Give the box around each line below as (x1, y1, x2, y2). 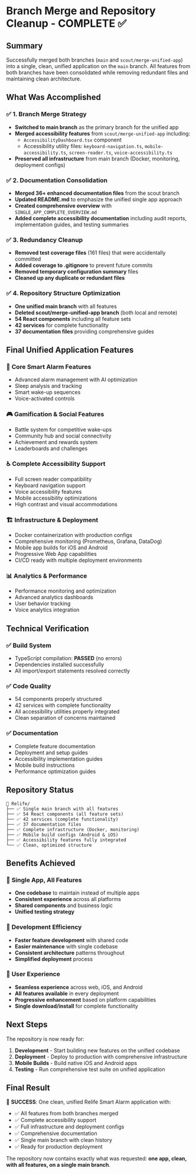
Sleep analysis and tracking (14, 382, 82, 390)
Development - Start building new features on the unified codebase (14, 1047, 180, 1054)
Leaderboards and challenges (14, 445, 88, 452)
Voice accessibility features (14, 488, 82, 495)
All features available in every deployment (14, 990, 119, 997)
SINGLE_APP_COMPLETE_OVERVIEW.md (14, 209, 97, 215)
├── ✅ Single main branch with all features (6, 806, 119, 812)
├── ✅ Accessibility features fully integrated (6, 837, 127, 843)
